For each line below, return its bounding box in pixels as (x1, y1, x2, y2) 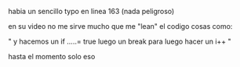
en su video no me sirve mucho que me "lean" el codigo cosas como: (8, 22, 233, 30)
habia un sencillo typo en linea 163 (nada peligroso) (8, 7, 175, 16)
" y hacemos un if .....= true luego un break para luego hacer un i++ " (8, 37, 231, 46)
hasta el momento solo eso (8, 52, 96, 61)
